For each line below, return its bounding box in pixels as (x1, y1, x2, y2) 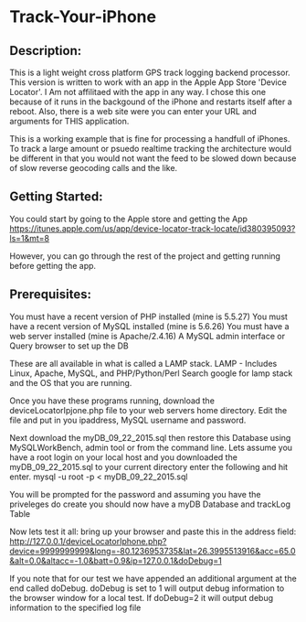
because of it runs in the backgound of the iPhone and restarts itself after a (9, 96, 292, 107)
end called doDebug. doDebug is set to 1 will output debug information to (9, 583, 285, 594)
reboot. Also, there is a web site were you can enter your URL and (9, 106, 258, 116)
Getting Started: (9, 189, 103, 205)
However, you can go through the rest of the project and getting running (9, 250, 281, 262)
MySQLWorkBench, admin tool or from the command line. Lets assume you (9, 442, 293, 453)
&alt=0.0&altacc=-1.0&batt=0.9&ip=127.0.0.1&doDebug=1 (9, 555, 222, 566)
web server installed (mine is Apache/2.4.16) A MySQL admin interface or (9, 330, 286, 341)
